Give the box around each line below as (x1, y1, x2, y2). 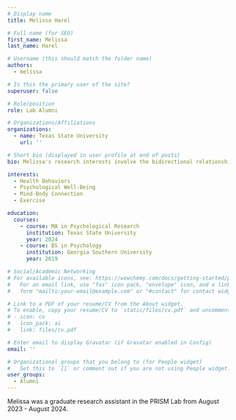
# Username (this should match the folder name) (7, 55, 152, 63)
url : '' (20, 139, 42, 146)
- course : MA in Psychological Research (20, 223, 140, 230)
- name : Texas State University (13, 133, 109, 140)
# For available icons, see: (7, 275, 93, 282)
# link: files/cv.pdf (7, 327, 77, 334)
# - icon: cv (7, 313, 46, 320)
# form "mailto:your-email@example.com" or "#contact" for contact (7, 287, 216, 295)
